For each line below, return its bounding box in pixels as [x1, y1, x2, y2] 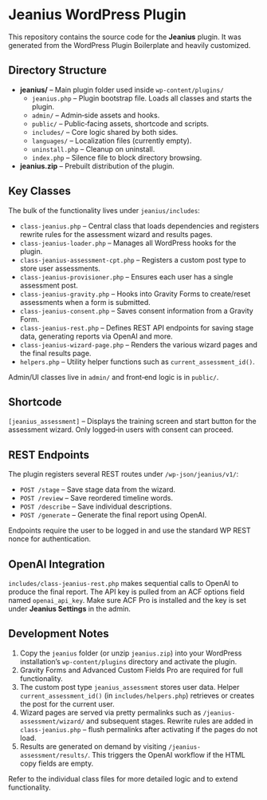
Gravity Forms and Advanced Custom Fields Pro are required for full [19, 665, 243, 675]
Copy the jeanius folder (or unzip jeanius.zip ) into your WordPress [19, 648, 242, 658]
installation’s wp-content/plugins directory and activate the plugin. [19, 656, 238, 666]
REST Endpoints [8, 448, 90, 461]
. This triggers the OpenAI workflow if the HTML [87, 750, 245, 759]
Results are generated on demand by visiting [19, 741, 167, 751]
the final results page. [19, 348, 92, 358]
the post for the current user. [19, 699, 115, 708]
